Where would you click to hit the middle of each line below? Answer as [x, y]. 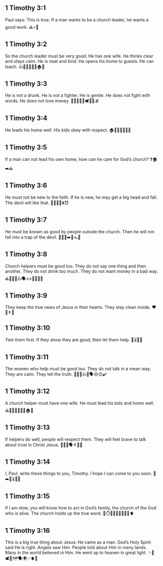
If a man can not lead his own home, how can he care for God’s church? [77, 159]
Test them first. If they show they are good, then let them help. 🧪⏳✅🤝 [74, 340]
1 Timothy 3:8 [26, 255]
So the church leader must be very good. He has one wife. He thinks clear [79, 56]
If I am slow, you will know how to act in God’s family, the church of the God [81, 508]
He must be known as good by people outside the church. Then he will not [80, 231]
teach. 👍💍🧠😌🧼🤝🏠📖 [25, 66]
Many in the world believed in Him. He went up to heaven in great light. [76, 553]
